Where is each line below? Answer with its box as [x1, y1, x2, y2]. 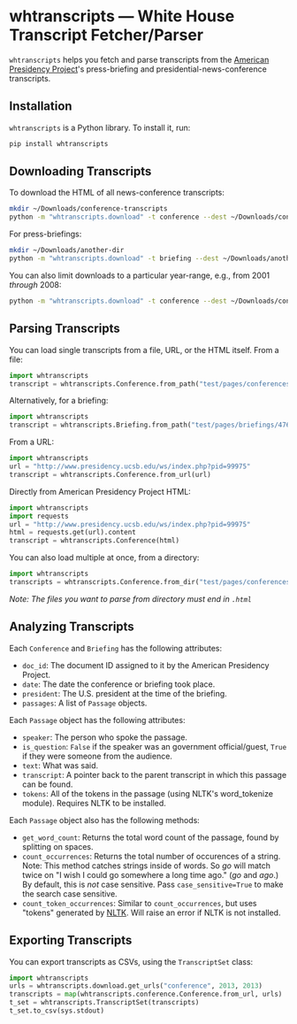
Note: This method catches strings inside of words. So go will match [21, 860, 271, 871]
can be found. [21, 779, 73, 789]
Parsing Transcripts [9, 321, 121, 336]
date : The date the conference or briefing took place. [21, 679, 216, 689]
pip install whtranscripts [9, 139, 109, 148]
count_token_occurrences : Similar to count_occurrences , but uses [21, 897, 257, 908]
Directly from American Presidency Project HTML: [9, 486, 192, 497]
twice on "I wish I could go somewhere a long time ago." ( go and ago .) [21, 869, 279, 880]
